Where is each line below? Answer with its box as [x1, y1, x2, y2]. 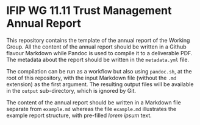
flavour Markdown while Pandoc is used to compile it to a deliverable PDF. [6, 49, 193, 56]
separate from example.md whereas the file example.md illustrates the [6, 105, 177, 112]
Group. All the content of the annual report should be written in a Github [6, 43, 187, 50]
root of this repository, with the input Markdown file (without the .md [6, 74, 177, 81]
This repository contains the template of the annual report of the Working [6, 36, 190, 44]
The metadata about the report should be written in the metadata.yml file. [6, 56, 190, 63]
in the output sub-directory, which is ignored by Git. [6, 87, 136, 94]
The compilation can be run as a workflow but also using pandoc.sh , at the [6, 67, 192, 75]
